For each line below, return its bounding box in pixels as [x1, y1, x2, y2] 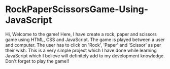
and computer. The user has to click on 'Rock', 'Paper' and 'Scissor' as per [5, 42, 161, 48]
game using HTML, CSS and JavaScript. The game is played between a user [5, 37, 165, 43]
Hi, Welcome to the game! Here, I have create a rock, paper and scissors [5, 31, 157, 37]
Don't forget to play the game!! [5, 58, 70, 64]
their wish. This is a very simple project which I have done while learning [5, 47, 157, 53]
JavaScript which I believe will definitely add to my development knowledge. [5, 52, 165, 59]
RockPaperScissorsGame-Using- [5, 4, 149, 15]
